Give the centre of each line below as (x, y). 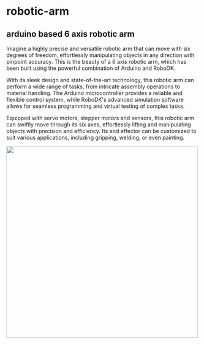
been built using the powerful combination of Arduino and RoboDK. (91, 68)
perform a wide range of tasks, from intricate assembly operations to (93, 86)
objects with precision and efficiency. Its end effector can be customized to (101, 131)
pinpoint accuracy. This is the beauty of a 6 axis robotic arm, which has (96, 62)
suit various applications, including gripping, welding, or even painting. (96, 137)
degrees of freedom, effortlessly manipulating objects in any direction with (100, 55)
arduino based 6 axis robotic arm (70, 34)
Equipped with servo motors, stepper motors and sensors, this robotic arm (100, 118)
